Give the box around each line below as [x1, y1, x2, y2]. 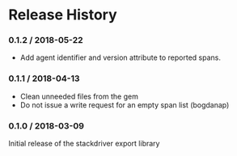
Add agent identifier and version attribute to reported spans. [19, 53, 221, 62]
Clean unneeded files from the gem [19, 91, 139, 101]
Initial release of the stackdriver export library [8, 139, 160, 149]
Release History [8, 6, 117, 24]
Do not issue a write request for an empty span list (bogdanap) [19, 99, 230, 110]
